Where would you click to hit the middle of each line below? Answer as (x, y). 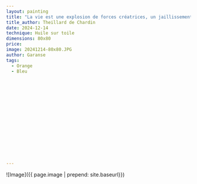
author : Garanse (26, 55)
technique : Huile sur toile (40, 33)
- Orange (22, 66)
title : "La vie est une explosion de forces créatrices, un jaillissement (99, 17)
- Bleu (19, 71)
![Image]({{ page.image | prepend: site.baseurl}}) (65, 175)
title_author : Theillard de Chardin (51, 22)
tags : (13, 60)
